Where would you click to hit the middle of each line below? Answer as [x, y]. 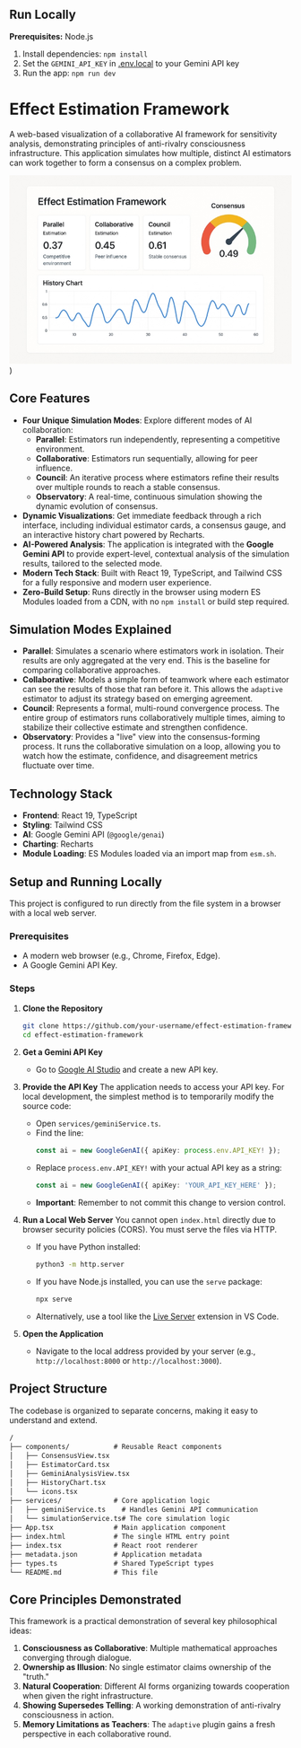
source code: [47, 1106]
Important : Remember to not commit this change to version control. [161, 1203]
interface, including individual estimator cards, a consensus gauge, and [154, 525]
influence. [54, 468]
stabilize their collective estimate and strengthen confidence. [135, 727]
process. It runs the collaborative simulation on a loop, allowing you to [151, 747]
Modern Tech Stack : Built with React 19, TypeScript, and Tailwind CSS [152, 573]
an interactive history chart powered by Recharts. [113, 534]
